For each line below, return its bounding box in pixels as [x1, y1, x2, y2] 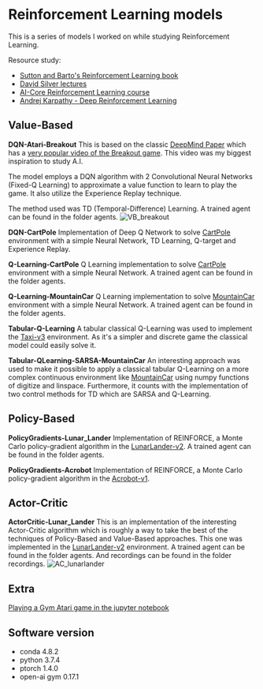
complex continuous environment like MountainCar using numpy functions [8, 373, 250, 382]
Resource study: [8, 55, 61, 65]
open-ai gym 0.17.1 [19, 672, 80, 681]
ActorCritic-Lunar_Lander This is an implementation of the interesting [8, 517, 237, 526]
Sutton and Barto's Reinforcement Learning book [19, 70, 179, 80]
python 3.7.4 [19, 655, 61, 665]
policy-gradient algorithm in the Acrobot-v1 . [8, 474, 150, 483]
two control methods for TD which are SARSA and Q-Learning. [8, 389, 211, 399]
